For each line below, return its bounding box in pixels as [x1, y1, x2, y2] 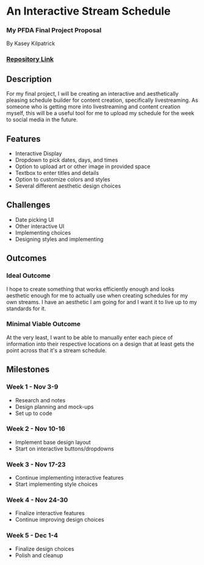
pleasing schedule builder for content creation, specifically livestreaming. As [6, 96, 199, 104]
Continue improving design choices [15, 516, 105, 524]
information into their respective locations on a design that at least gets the [6, 340, 195, 347]
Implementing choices [15, 229, 71, 236]
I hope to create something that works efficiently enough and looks [6, 285, 175, 293]
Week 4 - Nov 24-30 [6, 496, 68, 504]
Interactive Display [15, 150, 62, 157]
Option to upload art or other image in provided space [15, 163, 150, 170]
